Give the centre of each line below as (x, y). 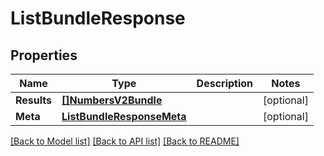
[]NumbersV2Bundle (112, 100)
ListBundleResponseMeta (124, 116)
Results (34, 100)
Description (225, 83)
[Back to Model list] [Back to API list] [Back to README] (125, 141)
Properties (44, 55)
